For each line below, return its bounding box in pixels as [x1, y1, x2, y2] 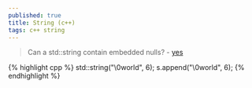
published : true [8, 11, 61, 20]
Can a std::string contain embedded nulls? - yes [27, 48, 183, 57]
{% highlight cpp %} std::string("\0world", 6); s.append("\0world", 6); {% [8, 63, 246, 72]
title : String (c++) [8, 19, 76, 27]
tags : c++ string [8, 26, 65, 34]
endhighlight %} [8, 71, 61, 81]
